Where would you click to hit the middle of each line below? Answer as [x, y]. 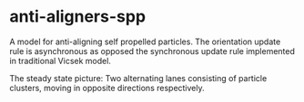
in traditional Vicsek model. [61, 60]
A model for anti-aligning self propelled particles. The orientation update [145, 42]
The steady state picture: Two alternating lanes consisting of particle [138, 78]
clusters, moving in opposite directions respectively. [107, 88]
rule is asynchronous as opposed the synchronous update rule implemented [152, 51]
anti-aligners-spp [78, 17]
